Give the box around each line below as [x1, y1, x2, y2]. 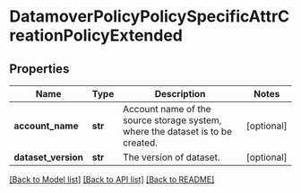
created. [122, 136, 159, 149]
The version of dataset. [122, 151, 220, 163]
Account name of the [122, 103, 211, 115]
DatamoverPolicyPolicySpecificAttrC [9, 6, 290, 27]
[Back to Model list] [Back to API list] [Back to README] [9, 174, 215, 185]
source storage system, [122, 114, 222, 127]
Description [154, 88, 206, 100]
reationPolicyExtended [9, 25, 184, 46]
